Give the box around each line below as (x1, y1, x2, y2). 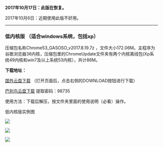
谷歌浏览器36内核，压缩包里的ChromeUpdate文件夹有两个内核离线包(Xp (5, 51, 150, 57)
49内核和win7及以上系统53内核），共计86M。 (9, 57, 100, 63)
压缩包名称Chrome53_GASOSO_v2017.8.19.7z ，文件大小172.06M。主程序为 (5, 45, 155, 51)
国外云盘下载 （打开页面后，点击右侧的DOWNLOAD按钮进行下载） (5, 78, 138, 84)
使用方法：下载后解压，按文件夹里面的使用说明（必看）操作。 (5, 98, 129, 104)
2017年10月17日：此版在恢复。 (5, 5, 67, 10)
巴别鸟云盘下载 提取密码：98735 (5, 88, 70, 94)
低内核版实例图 (5, 109, 35, 115)
